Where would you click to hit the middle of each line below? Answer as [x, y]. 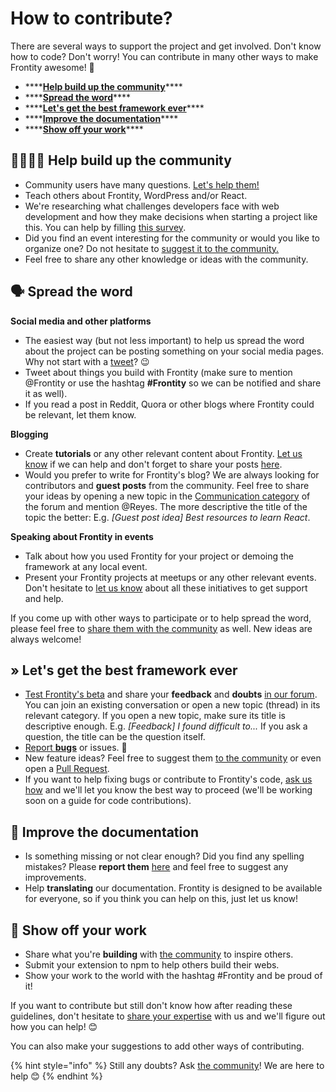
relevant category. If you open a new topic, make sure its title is [155, 716]
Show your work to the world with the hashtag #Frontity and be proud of [173, 975]
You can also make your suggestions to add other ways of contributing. [157, 1046]
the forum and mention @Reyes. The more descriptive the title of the [166, 506]
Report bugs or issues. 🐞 [76, 748]
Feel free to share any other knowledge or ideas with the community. [166, 259]
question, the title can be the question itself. [115, 737]
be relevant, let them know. [80, 414]
